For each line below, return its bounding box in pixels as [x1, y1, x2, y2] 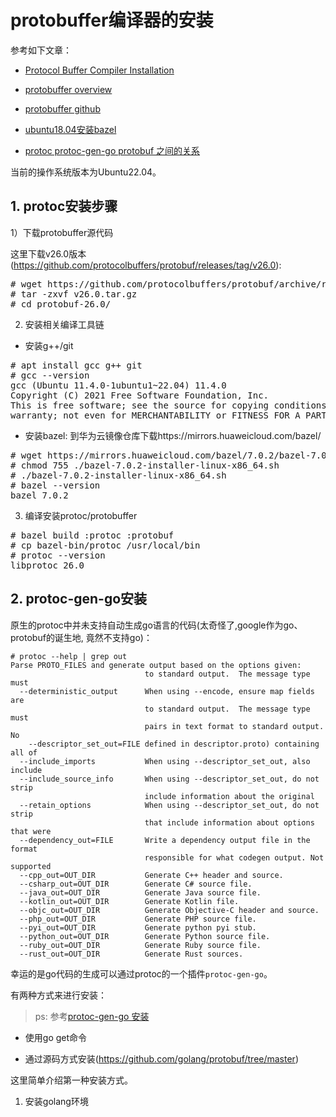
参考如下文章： [10, 44, 72, 56]
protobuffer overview [24, 83, 113, 95]
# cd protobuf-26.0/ [10, 298, 112, 310]
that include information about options [144, 817, 315, 828]
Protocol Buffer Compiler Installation [24, 64, 175, 76]
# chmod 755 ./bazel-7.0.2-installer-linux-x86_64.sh [10, 459, 280, 471]
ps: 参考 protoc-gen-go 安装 [34, 1010, 150, 1022]
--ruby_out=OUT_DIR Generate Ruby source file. [19, 940, 262, 950]
